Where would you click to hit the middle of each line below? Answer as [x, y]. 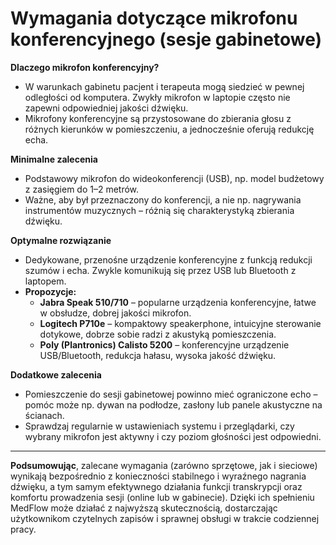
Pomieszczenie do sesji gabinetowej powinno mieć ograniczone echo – [171, 394]
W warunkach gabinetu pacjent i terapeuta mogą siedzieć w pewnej [164, 86]
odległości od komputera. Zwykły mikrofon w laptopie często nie [157, 97]
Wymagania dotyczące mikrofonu [154, 18]
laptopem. [45, 281]
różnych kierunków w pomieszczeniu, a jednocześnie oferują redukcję [169, 129]
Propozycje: [50, 291]
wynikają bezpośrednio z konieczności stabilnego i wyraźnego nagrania [158, 476]
